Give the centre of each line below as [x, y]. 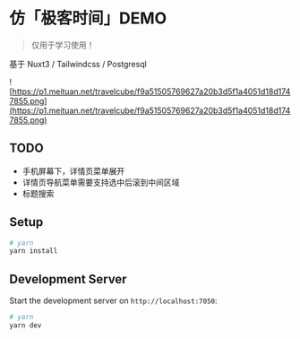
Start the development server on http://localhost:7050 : [113, 300]
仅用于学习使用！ [63, 45]
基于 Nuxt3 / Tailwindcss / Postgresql [78, 64]
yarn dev [26, 326]
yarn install [34, 251]
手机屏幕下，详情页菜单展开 [73, 170]
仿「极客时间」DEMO [88, 18]
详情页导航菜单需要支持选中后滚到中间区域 [101, 182]
